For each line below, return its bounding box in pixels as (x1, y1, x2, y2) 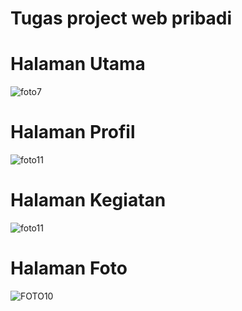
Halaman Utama (10, 53, 146, 76)
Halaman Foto (10, 257, 128, 280)
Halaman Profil (10, 121, 136, 144)
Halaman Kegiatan (10, 189, 167, 212)
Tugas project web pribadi (10, 7, 233, 30)
